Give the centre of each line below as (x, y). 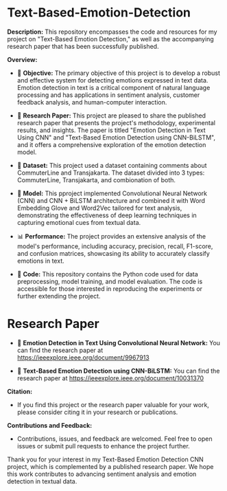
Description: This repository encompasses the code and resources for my (112, 32)
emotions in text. (41, 261)
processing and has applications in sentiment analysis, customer (108, 95)
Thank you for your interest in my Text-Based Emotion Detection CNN (105, 459)
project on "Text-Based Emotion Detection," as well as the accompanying (110, 39)
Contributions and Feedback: (50, 425)
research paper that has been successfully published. (83, 46)
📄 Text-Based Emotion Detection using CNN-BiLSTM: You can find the (118, 371)
